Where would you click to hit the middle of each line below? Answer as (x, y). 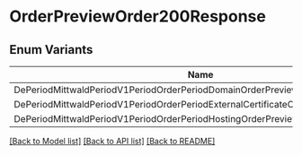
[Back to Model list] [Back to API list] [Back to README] (112, 141)
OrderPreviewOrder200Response (138, 17)
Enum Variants (51, 50)
